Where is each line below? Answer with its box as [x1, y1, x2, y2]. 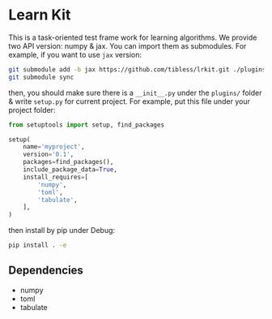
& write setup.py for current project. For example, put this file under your [8, 96, 251, 106]
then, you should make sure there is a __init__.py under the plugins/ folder [8, 88, 262, 97]
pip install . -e [8, 241, 67, 249]
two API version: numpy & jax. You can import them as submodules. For [8, 41, 247, 50]
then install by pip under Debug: [8, 226, 116, 235]
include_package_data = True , [23, 166, 117, 174]
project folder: [8, 105, 56, 114]
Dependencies [8, 264, 83, 278]
